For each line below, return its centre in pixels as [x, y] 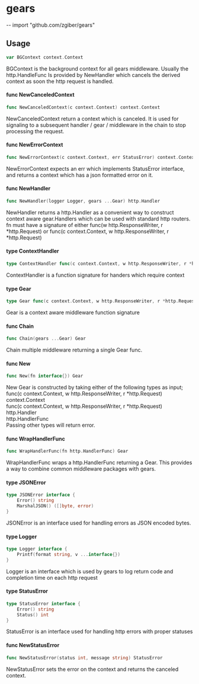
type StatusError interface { [44, 603]
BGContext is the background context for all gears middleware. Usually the [97, 68]
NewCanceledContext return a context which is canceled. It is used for [92, 119]
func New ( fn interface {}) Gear [45, 376]
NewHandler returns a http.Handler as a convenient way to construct [90, 212]
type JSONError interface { [41, 495]
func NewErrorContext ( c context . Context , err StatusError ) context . [92, 157]
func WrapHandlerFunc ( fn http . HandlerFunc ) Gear [67, 451]
